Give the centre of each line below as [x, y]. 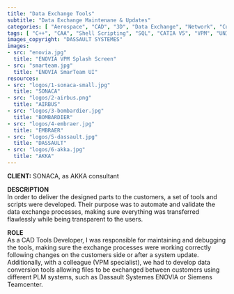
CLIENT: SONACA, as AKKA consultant [63, 176]
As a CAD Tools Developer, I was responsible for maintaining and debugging [117, 240]
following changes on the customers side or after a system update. [103, 254]
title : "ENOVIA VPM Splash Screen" [65, 59]
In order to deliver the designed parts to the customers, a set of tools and [112, 196]
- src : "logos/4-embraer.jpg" [51, 124]
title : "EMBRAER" [39, 130]
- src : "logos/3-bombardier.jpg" [56, 111]
